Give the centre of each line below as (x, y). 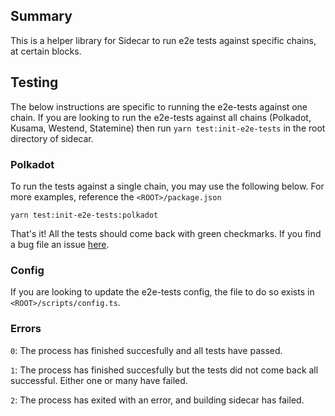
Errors (26, 329)
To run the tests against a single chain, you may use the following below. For (167, 186)
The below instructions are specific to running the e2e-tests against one (159, 106)
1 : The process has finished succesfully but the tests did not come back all (164, 370)
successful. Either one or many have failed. (99, 380)
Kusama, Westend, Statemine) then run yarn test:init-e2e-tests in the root (168, 128)
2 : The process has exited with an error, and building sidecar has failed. (157, 400)
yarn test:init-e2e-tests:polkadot (84, 215)
